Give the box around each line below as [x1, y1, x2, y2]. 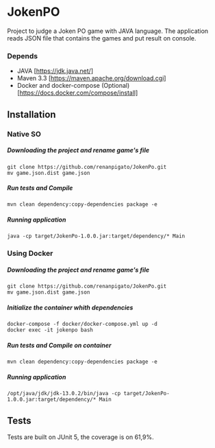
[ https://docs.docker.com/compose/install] [16, 89, 138, 97]
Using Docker [7, 248, 53, 258]
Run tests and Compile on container [7, 341, 112, 349]
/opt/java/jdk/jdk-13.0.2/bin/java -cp [7, 390, 121, 397]
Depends [7, 51, 38, 60]
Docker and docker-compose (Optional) [16, 82, 130, 90]
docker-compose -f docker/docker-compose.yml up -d [7, 320, 157, 328]
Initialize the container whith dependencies [7, 303, 134, 311]
